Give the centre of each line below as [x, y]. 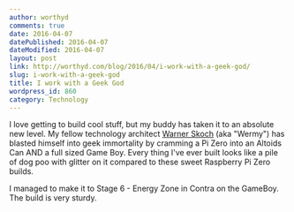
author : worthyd [39, 17]
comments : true [37, 26]
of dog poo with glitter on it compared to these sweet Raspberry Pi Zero [140, 162]
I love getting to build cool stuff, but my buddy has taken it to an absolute [142, 125]
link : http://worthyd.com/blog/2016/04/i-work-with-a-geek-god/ [130, 67]
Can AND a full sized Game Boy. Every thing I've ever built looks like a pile [143, 153]
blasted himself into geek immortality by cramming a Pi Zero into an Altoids [146, 143]
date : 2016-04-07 [41, 34]
